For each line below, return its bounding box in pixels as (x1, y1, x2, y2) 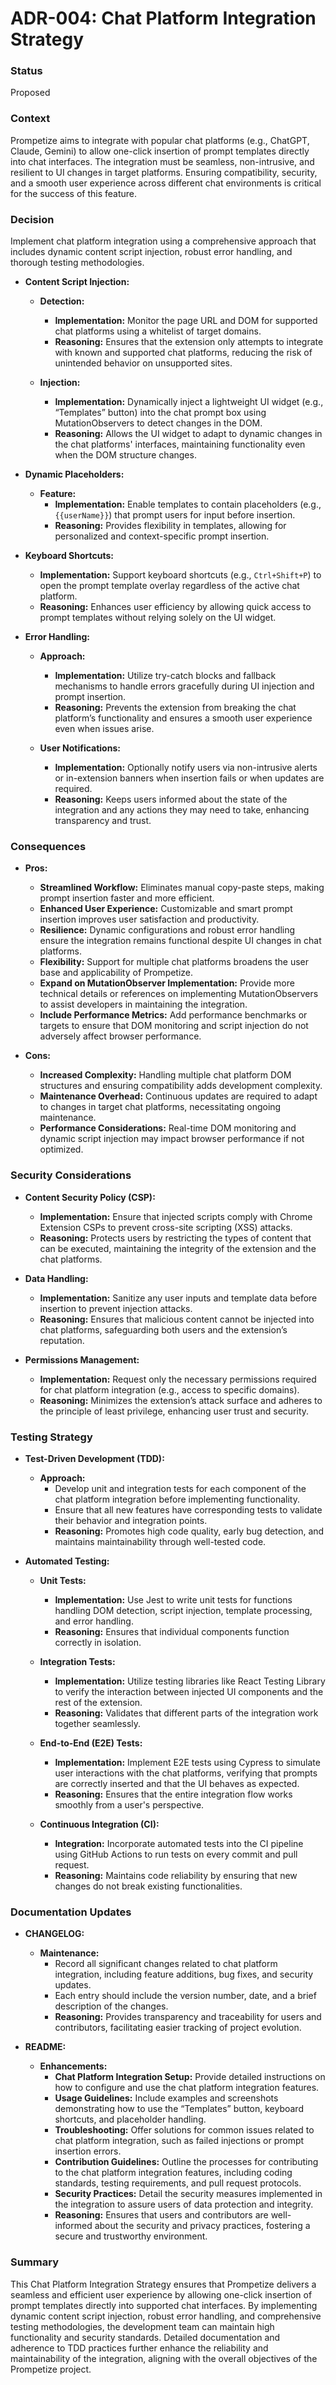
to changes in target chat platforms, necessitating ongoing (39, 1101, 282, 1113)
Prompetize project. (10, 2363, 92, 2375)
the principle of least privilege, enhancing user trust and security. (39, 1405, 310, 1417)
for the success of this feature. (10, 187, 137, 199)
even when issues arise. (54, 723, 155, 735)
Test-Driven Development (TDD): (24, 1452, 165, 1464)
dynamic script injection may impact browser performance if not (39, 1133, 305, 1145)
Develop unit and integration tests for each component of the (54, 1482, 307, 1494)
